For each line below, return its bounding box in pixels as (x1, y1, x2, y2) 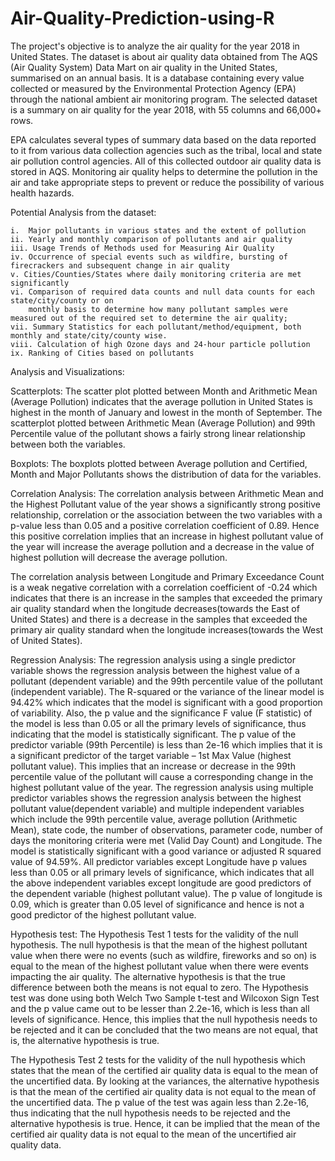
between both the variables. (10, 438, 126, 450)
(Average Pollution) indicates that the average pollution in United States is (10, 395, 313, 407)
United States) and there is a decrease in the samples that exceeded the (10, 613, 308, 625)
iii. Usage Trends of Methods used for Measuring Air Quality (10, 243, 275, 253)
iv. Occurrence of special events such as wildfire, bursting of (10, 252, 288, 262)
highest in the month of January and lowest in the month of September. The (10, 406, 323, 418)
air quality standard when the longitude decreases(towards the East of (10, 602, 300, 614)
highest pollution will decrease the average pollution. (10, 551, 228, 563)
